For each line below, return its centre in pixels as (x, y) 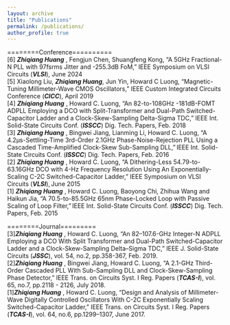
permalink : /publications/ (46, 26)
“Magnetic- (197, 82)
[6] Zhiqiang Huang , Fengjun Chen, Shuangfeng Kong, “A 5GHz (99, 60)
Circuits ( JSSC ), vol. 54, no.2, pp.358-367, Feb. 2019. (82, 256)
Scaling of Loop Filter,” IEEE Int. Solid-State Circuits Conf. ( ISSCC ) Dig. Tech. (115, 206)
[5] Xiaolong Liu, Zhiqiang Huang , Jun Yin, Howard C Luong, (93, 82)
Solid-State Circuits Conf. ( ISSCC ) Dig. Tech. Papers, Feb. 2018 (97, 125)
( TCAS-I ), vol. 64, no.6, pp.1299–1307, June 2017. (76, 315)
